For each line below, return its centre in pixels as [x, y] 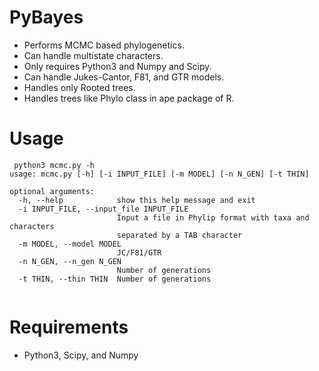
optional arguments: [52, 191]
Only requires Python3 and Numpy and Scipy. [117, 66]
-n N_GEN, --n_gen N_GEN [70, 261]
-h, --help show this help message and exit [137, 200]
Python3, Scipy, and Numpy [81, 355]
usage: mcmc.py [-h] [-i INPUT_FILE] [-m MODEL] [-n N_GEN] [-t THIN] [159, 174]
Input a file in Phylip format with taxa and [213, 217]
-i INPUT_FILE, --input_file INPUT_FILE [103, 209]
